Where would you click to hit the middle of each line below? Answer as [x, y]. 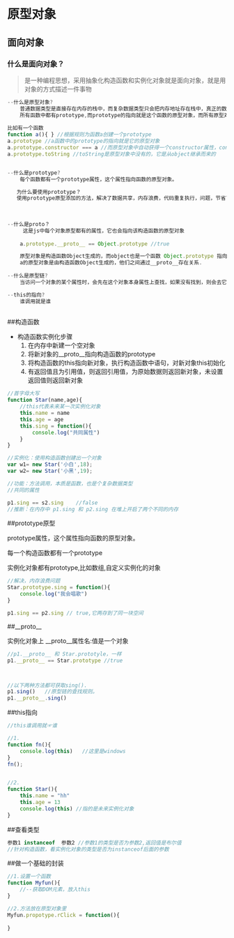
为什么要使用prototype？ [49, 192]
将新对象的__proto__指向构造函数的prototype [92, 354]
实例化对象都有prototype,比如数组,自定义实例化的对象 [84, 568]
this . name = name [45, 413]
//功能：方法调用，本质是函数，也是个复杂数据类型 [70, 483]
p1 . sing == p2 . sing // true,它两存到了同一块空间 [76, 613]
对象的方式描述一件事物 [58, 89]
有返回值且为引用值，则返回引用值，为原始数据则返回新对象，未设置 [125, 372]
